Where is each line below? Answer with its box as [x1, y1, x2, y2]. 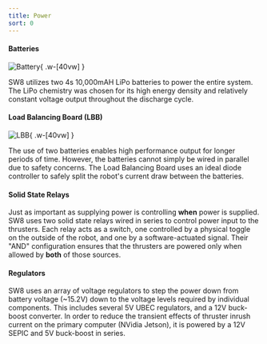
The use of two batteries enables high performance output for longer [8, 146, 236, 155]
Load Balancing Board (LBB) [8, 113, 103, 122]
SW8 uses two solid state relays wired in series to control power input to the [8, 216, 259, 226]
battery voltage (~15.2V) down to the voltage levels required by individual [8, 294, 249, 304]
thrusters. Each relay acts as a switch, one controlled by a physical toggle [8, 225, 251, 234]
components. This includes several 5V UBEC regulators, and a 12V [8, 303, 227, 313]
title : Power [8, 11, 52, 20]
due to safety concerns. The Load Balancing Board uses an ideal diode [8, 162, 242, 172]
